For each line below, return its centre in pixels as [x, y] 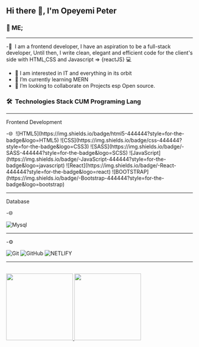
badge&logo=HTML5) [33, 140]
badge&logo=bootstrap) [36, 184]
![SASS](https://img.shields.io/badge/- [137, 147]
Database [18, 201]
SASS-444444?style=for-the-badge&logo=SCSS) [67, 152]
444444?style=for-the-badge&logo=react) [59, 171]
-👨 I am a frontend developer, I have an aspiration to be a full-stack [89, 46]
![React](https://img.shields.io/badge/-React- [121, 165]
